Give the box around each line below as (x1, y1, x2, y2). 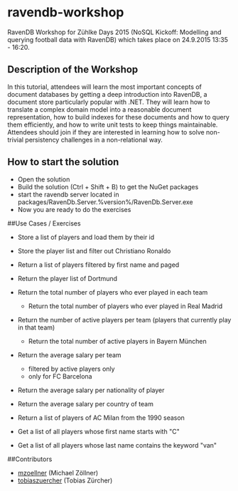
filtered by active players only (28, 364, 115, 373)
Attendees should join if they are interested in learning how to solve (7, 127, 205, 136)
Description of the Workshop (7, 63, 139, 75)
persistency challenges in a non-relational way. (24, 135, 163, 144)
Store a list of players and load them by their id (17, 233, 155, 241)
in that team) (17, 323, 55, 332)
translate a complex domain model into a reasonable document (7, 105, 192, 114)
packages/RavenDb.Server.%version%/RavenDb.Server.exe (17, 197, 193, 206)
